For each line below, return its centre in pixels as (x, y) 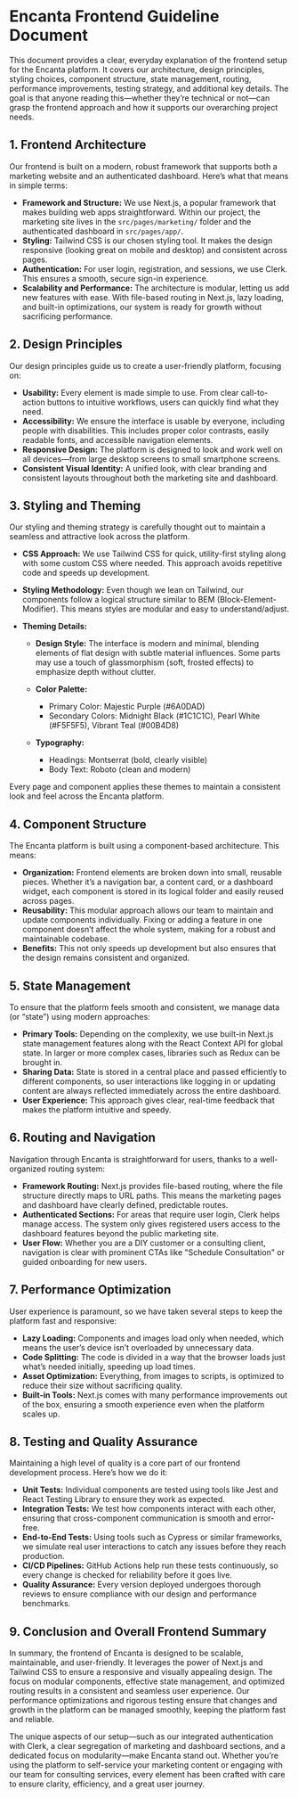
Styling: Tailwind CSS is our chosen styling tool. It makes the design (147, 240)
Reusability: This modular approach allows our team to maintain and (148, 910)
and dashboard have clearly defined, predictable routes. (125, 1204)
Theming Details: (54, 627)
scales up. (41, 1414)
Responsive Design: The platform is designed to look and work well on (152, 449)
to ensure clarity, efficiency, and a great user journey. (107, 1784)
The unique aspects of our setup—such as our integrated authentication (141, 1736)
